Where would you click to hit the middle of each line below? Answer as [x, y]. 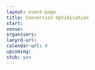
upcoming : [19, 52]
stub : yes [19, 57]
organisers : [21, 35]
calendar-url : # [27, 46]
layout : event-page [31, 12]
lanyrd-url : [21, 40]
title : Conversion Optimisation [47, 18]
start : [15, 23]
